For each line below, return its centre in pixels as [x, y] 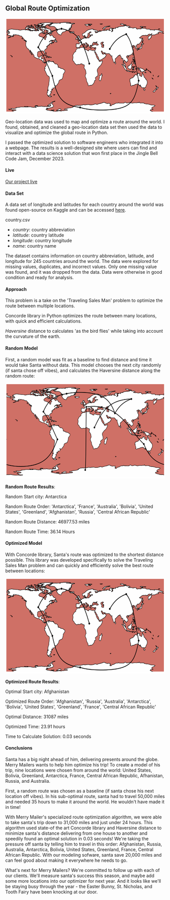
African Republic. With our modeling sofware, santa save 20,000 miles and [83, 855]
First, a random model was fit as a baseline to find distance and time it [79, 359]
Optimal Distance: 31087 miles [37, 717]
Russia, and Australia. [28, 781]
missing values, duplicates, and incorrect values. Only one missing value [81, 267]
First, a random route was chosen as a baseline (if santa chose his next [80, 791]
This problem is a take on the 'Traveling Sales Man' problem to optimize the [84, 301]
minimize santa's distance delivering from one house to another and [76, 833]
